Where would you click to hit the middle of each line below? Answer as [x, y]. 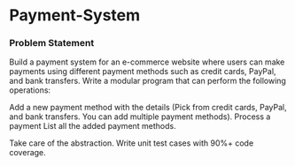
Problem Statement [52, 43]
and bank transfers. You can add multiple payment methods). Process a [140, 117]
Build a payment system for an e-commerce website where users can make [147, 62]
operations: [30, 90]
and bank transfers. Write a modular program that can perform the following [147, 81]
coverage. [27, 153]
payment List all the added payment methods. [93, 126]
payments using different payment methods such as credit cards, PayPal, [143, 72]
